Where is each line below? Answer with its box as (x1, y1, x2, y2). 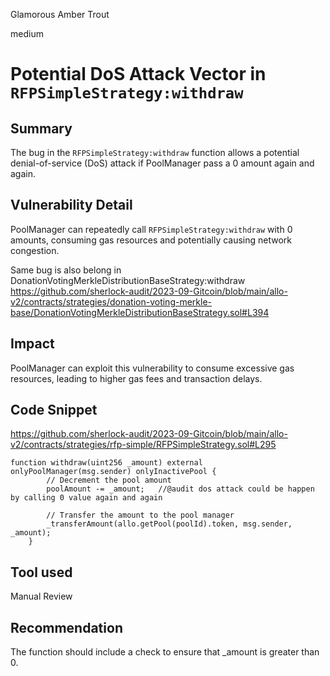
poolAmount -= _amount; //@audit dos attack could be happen (46, 484, 315, 494)
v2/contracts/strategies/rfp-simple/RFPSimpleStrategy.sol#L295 (10, 439, 277, 451)
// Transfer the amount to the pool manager (46, 510, 235, 521)
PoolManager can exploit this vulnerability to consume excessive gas (10, 362, 295, 374)
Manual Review (10, 590, 73, 603)
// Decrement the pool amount (46, 475, 172, 486)
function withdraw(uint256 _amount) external (10, 458, 203, 468)
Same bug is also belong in (10, 264, 122, 276)
